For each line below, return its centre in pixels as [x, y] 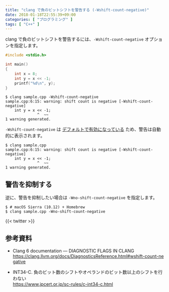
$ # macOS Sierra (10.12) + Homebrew [45, 207]
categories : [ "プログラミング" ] [39, 19]
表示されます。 [29, 136]
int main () [17, 64]
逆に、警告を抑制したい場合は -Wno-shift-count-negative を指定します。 [81, 198]
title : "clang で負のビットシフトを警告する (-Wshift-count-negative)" [77, 10]
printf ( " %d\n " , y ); [35, 83]
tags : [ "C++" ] [22, 24]
